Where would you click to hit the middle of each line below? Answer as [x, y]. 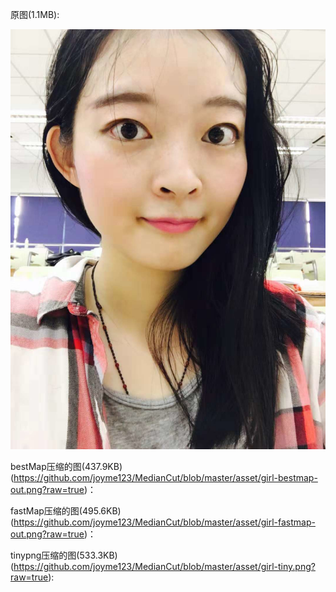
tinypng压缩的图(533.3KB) [64, 555]
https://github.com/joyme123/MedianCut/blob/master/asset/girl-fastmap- [164, 522]
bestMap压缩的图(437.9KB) [66, 466]
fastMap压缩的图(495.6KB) [66, 511]
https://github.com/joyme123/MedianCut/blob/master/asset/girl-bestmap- [165, 477]
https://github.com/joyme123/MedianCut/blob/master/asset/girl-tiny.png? [164, 566]
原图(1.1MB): [35, 14]
